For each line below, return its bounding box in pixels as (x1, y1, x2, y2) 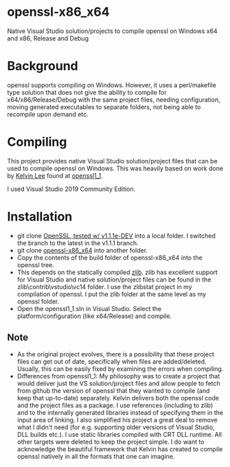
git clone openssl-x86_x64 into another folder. (16, 246, 148, 254)
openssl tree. (16, 260, 55, 269)
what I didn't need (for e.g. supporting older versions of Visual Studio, (16, 423, 215, 431)
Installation (7, 209, 73, 224)
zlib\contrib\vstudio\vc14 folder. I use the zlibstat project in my (16, 282, 192, 291)
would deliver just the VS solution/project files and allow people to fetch (16, 379, 221, 387)
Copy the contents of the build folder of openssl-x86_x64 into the (16, 253, 203, 262)
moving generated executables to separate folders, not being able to (7, 102, 201, 111)
